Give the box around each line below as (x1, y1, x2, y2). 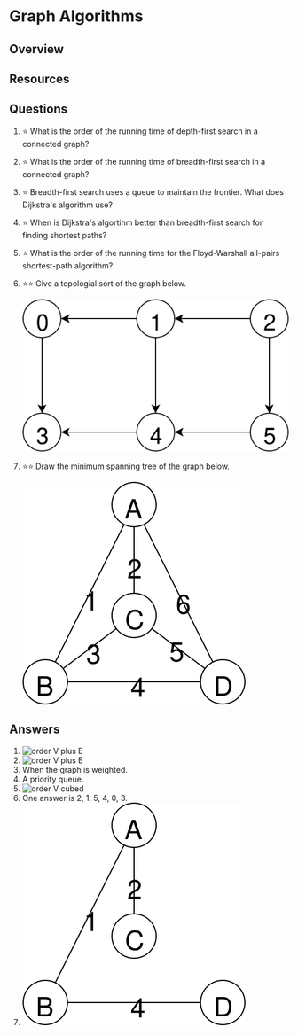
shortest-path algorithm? (21, 260, 114, 271)
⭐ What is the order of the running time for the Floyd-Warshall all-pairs (21, 247, 280, 258)
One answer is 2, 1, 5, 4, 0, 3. (21, 792, 129, 803)
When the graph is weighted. (21, 764, 129, 774)
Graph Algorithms (9, 6, 144, 27)
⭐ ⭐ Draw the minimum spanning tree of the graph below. (21, 461, 231, 471)
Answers (9, 722, 60, 737)
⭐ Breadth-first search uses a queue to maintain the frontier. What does (21, 186, 284, 197)
